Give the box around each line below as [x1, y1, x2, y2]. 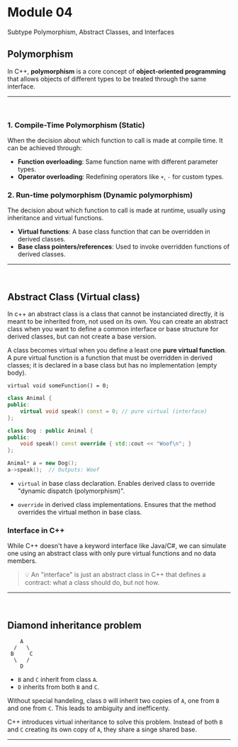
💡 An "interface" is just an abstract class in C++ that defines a [24, 571, 206, 579]
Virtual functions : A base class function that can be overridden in [17, 227, 210, 236]
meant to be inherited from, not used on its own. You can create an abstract [7, 317, 228, 326]
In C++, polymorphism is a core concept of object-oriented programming [7, 67, 227, 75]
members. [7, 557, 38, 565]
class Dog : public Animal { [7, 427, 93, 434]
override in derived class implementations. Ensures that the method [17, 500, 216, 508]
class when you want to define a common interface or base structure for [7, 325, 219, 333]
